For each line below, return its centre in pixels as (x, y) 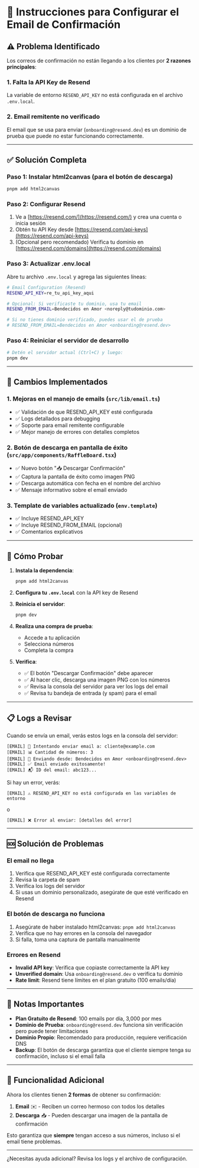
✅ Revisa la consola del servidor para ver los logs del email (96, 686)
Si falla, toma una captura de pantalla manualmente (78, 939)
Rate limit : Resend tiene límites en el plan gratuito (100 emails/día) (96, 980)
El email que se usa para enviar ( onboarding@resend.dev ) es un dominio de (97, 129)
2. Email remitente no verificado (53, 116)
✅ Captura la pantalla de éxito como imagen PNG (75, 477)
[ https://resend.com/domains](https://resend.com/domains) (88, 248)
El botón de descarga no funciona (56, 914)
